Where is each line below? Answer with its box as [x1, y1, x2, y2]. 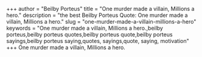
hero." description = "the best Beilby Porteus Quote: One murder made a [6, 12, 188, 19]
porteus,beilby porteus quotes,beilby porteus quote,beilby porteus [6, 31, 173, 38]
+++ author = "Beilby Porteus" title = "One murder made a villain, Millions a [6, 5, 195, 12]
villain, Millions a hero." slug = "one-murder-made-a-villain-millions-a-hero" [6, 18, 197, 25]
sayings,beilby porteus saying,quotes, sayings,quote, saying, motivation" [6, 38, 190, 44]
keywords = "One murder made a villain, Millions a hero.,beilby [6, 24, 163, 32]
